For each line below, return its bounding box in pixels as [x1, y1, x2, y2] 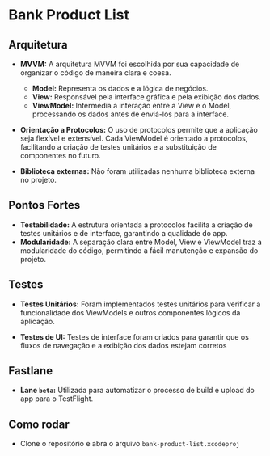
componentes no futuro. [19, 151, 101, 160]
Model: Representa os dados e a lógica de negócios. [32, 83, 209, 93]
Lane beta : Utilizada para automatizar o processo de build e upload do [19, 386, 255, 395]
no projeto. [19, 175, 57, 184]
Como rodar [8, 417, 70, 431]
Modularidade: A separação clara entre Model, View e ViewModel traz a [19, 237, 263, 247]
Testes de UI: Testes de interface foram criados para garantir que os [19, 331, 249, 341]
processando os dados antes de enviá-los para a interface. [32, 109, 229, 119]
